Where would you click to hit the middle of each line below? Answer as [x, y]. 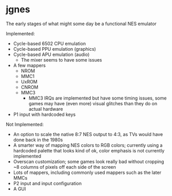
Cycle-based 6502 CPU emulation [50, 43]
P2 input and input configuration [47, 183]
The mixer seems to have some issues [61, 60]
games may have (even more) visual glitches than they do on [93, 103]
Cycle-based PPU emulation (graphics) [55, 49]
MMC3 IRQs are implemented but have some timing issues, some [98, 98]
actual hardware [46, 109]
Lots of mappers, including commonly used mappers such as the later [87, 172]
